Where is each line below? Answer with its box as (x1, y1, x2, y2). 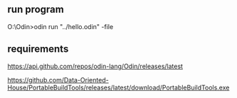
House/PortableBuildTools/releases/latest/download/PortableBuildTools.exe (7, 83, 230, 92)
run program (7, 4, 64, 16)
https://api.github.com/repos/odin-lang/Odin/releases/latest (7, 62, 184, 70)
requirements (7, 43, 69, 55)
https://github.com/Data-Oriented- (7, 75, 109, 84)
